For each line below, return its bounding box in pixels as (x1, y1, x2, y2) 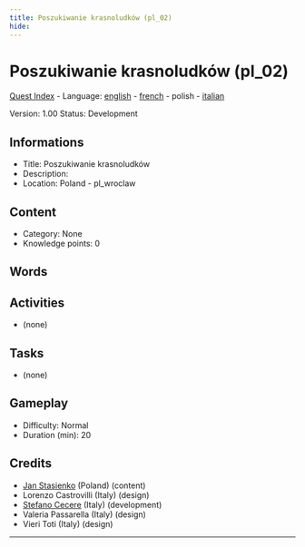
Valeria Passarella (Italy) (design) (22, 509, 147, 520)
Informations (9, 134, 84, 150)
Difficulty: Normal (22, 419, 89, 431)
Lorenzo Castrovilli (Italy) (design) (22, 489, 150, 500)
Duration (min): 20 (22, 429, 92, 440)
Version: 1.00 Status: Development (9, 108, 138, 119)
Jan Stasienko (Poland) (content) (22, 480, 146, 491)
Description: (22, 169, 69, 180)
